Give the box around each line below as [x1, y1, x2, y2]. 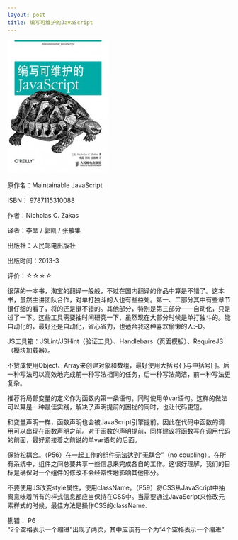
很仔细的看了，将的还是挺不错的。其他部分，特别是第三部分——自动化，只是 [7, 304, 231, 312]
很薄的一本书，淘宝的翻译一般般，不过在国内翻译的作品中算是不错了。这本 [7, 286, 225, 294]
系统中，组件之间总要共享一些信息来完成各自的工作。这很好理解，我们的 [13, 459, 225, 468]
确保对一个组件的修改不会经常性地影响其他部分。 [19, 468, 163, 477]
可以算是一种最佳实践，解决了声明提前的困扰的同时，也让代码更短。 [7, 402, 206, 411]
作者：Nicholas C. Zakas [7, 211, 79, 219]
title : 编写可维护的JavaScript [7, 18, 93, 26]
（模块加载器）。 [7, 346, 55, 354]
